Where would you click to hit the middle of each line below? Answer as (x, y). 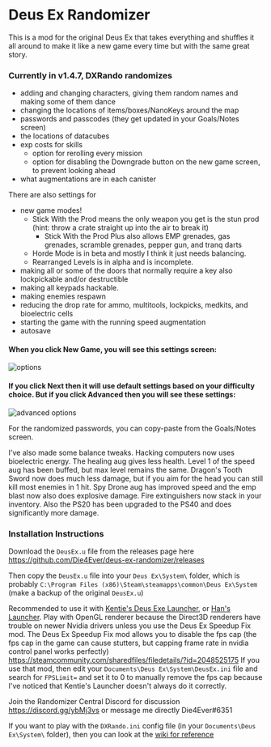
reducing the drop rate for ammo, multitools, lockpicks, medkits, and (134, 305)
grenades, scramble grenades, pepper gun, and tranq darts (143, 245)
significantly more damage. (54, 512)
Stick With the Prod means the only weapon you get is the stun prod (146, 219)
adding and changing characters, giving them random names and (129, 93)
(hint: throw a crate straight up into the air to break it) (120, 227)
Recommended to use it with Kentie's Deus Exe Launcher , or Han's (119, 608)
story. (18, 54)
